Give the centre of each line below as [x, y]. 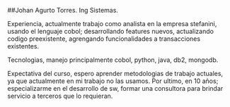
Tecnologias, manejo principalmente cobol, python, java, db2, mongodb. [113, 60]
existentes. [23, 46]
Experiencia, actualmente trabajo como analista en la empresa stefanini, [112, 24]
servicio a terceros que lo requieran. [60, 96]
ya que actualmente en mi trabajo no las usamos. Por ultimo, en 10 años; [113, 81]
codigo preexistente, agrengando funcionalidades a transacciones [104, 39]
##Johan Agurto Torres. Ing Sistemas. [63, 10]
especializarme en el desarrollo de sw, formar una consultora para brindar [115, 88]
